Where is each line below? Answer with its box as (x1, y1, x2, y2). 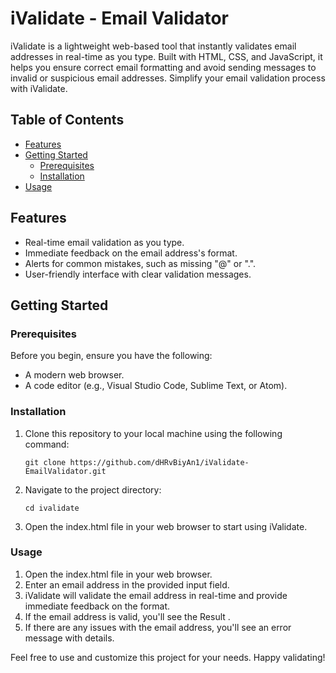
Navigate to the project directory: (24, 483, 162, 496)
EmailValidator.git (24, 466, 107, 476)
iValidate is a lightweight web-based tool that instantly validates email (10, 40, 297, 52)
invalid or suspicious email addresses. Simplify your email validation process (10, 72, 326, 84)
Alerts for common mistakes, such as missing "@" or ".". (24, 257, 257, 269)
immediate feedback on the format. (24, 600, 171, 612)
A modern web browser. (24, 369, 125, 381)
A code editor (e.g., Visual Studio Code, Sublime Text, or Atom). (24, 380, 288, 392)
